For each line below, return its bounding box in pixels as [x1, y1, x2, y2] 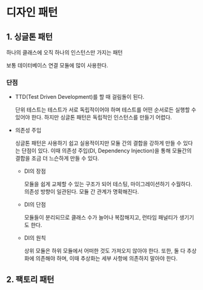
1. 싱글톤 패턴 [6, 32, 53, 42]
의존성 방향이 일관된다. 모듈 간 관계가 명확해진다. [24, 188, 139, 195]
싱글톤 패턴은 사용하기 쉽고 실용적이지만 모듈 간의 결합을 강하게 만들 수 [15, 140, 182, 147]
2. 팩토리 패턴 [6, 274, 55, 285]
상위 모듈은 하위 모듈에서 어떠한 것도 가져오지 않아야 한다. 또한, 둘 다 [24, 247, 186, 255]
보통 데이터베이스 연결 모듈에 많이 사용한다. [6, 62, 108, 69]
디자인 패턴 [6, 5, 58, 19]
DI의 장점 [24, 167, 47, 175]
